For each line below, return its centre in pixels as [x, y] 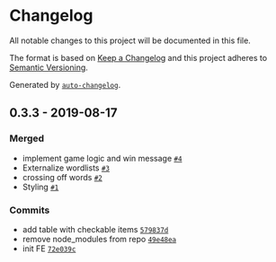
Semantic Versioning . [49, 67]
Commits [30, 210]
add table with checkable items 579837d [95, 229]
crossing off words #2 [62, 177]
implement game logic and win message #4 [102, 158]
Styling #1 [40, 187]
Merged [27, 138]
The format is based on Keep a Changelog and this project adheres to [138, 57]
